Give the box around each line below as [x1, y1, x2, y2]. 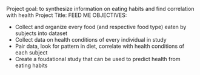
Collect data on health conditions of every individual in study [15, 36, 167, 43]
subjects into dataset [15, 30, 68, 37]
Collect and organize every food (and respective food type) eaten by [15, 24, 187, 30]
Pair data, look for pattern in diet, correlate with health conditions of [15, 42, 185, 50]
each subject [15, 49, 48, 56]
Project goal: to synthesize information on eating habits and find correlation [6, 5, 195, 12]
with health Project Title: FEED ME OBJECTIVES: [6, 11, 127, 19]
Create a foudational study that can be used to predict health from [15, 56, 181, 62]
